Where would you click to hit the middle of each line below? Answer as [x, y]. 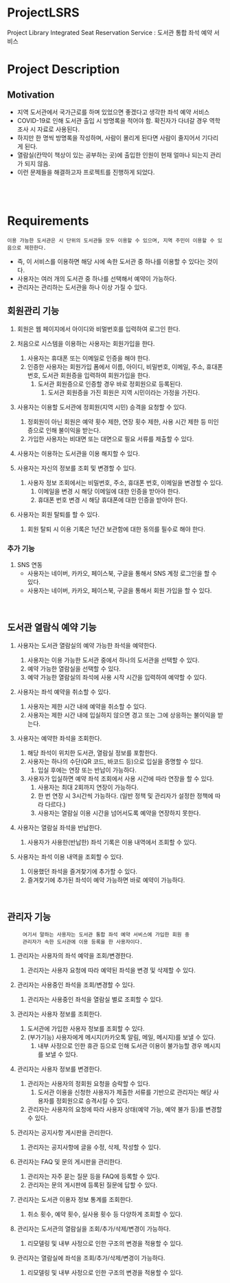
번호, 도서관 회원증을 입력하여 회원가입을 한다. [89, 375]
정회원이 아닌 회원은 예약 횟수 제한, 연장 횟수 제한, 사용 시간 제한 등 [117, 421]
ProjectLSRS [43, 13]
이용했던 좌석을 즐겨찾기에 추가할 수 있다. [82, 871]
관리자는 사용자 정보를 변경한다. [59, 1069]
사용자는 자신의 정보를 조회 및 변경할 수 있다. [77, 468]
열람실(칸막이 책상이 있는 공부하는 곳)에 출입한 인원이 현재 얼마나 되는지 [113, 155]
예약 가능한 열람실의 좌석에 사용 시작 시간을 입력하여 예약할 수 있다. [117, 677]
